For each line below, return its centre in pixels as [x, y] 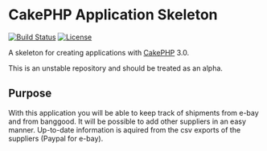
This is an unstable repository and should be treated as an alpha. [116, 68]
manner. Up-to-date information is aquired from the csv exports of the [125, 129]
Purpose [30, 94]
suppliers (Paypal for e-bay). [56, 138]
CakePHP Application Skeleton [113, 15]
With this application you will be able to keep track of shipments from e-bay [133, 112]
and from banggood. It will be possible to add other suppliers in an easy [127, 121]
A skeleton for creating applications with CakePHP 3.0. [99, 52]
